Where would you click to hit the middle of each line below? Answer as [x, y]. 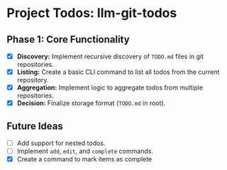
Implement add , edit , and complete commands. [85, 152]
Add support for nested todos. [61, 143]
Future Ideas [35, 126]
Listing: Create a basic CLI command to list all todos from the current [118, 72]
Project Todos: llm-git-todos [92, 13]
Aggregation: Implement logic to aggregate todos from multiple [110, 87]
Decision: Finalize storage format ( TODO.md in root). [91, 103]
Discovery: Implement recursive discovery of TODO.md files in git [110, 56]
